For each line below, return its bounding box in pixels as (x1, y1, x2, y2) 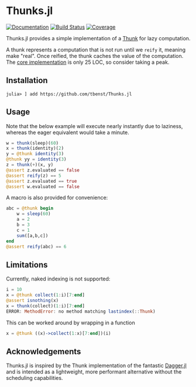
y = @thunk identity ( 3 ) (6, 151, 64, 157)
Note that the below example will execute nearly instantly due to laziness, (6, 122, 183, 129)
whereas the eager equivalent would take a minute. (6, 129, 130, 136)
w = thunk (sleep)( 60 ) (6, 140, 59, 146)
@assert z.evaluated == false (6, 167, 80, 173)
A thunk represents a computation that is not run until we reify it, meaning (6, 46, 186, 53)
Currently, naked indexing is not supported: (6, 275, 111, 282)
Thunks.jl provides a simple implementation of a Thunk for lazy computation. (6, 35, 191, 42)
